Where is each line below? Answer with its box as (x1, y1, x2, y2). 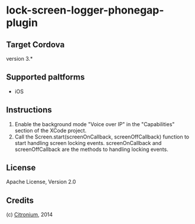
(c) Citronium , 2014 (6, 211, 53, 218)
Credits (6, 195, 34, 205)
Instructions (6, 105, 52, 115)
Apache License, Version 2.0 (6, 178, 76, 186)
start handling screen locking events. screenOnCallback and (14, 139, 162, 146)
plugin (6, 16, 38, 29)
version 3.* (6, 55, 33, 62)
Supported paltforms (6, 72, 85, 83)
